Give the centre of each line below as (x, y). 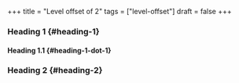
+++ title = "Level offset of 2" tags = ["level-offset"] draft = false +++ (120, 11)
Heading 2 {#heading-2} (55, 70)
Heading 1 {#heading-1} (53, 31)
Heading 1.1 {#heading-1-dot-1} (59, 50)
